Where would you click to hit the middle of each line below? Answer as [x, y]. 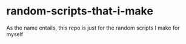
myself [15, 34]
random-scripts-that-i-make [80, 11]
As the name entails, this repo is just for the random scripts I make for [93, 28]
